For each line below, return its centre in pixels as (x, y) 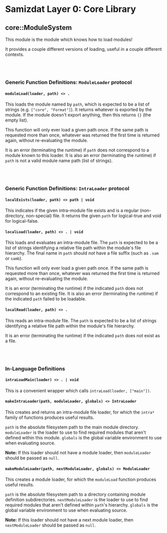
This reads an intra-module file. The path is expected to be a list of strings (81, 320)
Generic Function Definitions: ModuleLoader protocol (69, 82)
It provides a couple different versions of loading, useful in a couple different (83, 49)
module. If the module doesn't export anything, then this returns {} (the (78, 115)
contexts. (15, 54)
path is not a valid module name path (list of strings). (59, 161)
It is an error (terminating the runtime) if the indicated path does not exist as (83, 335)
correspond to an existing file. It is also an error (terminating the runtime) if (82, 294)
